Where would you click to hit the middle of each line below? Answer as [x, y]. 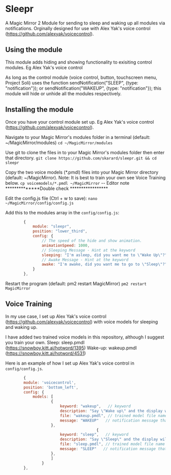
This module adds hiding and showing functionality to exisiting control [79, 62]
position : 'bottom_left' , [51, 387]
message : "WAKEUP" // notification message [109, 421]
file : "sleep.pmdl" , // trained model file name [112, 444]
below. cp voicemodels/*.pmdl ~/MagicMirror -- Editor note [67, 183]
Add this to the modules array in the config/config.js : [62, 212]
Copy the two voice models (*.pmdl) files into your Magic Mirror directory [82, 172]
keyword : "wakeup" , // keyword [95, 406]
